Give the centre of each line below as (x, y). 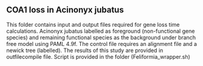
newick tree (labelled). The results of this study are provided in (85, 50)
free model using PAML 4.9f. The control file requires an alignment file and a (102, 44)
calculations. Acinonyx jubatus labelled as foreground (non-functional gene (101, 31)
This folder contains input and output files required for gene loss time (93, 24)
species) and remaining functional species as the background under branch (101, 37)
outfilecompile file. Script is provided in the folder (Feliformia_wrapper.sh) (98, 56)
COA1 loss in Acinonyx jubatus (65, 10)
